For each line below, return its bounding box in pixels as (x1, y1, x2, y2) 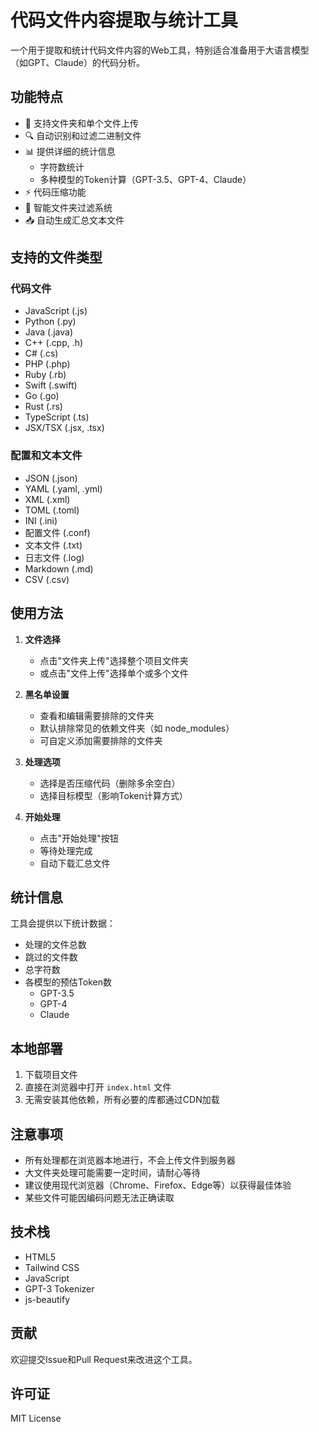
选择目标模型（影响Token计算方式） (39, 789, 188, 801)
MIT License (10, 1412, 62, 1425)
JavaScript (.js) (24, 305, 88, 317)
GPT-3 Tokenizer (24, 1282, 95, 1295)
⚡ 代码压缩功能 (24, 186, 87, 198)
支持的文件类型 (10, 249, 103, 266)
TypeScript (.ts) (24, 411, 90, 423)
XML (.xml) (24, 493, 71, 505)
